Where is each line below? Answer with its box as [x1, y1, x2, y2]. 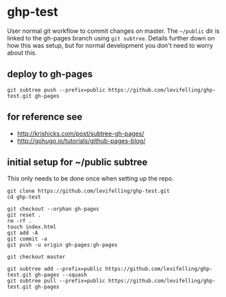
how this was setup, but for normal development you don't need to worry [7, 41, 214, 49]
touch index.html [7, 224, 57, 231]
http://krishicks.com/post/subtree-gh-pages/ [16, 129, 145, 138]
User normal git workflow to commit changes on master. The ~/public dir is [7, 27, 220, 35]
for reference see [7, 111, 83, 123]
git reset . [7, 211, 41, 219]
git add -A [7, 230, 38, 237]
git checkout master [7, 254, 66, 261]
